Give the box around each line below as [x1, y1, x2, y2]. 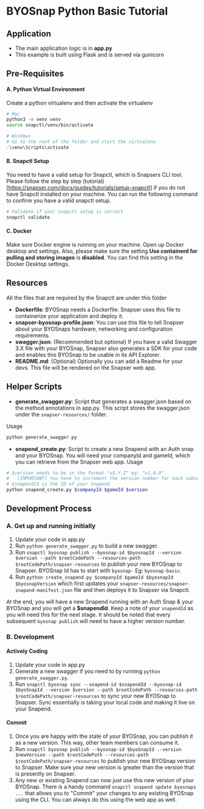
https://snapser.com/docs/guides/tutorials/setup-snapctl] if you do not [8, 184, 185, 191]
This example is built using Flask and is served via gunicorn [15, 51, 165, 58]
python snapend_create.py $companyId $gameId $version [6, 487, 148, 493]
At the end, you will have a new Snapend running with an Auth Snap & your [6, 597, 194, 605]
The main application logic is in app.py [15, 44, 112, 52]
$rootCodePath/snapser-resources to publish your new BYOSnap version [15, 757, 196, 765]
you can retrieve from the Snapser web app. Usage [15, 458, 143, 466]
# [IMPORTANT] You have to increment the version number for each [6, 475, 183, 481]
